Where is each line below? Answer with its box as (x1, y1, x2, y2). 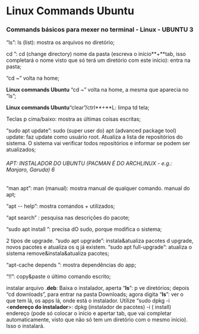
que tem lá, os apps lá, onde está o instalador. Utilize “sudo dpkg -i (6, 296, 170, 304)
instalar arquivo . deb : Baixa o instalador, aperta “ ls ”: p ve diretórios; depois (6, 284, 189, 291)
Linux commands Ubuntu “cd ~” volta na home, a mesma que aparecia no (6, 86, 189, 93)
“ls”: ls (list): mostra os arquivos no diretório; (6, 39, 115, 46)
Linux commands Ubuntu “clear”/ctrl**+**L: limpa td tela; (6, 104, 150, 111)
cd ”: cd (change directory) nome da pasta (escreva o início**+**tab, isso (6, 51, 186, 58)
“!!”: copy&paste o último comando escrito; (6, 273, 111, 280)
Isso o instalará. (6, 322, 45, 329)
